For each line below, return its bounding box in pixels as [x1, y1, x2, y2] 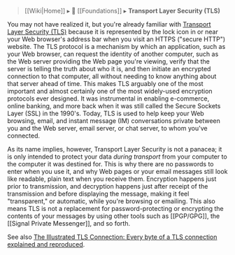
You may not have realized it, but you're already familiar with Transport [7, 20, 211, 28]
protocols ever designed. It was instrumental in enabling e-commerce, [7, 94, 210, 103]
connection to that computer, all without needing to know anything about [7, 72, 217, 80]
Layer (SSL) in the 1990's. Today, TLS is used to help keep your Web [7, 109, 204, 117]
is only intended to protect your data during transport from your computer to [7, 152, 227, 161]
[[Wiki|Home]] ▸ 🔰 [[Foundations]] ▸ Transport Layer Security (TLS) [24, 7, 220, 15]
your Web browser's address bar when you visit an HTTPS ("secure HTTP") [7, 35, 226, 43]
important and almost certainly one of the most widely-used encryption [7, 87, 213, 95]
